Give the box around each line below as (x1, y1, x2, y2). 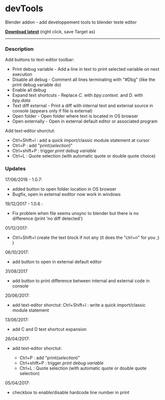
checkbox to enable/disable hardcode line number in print (12, 389, 130, 395)
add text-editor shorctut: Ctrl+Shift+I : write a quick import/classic (12, 302, 146, 308)
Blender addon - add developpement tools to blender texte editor (5, 19, 137, 25)
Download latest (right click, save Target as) (5, 28, 96, 34)
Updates (5, 165, 26, 172)
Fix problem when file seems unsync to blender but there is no (12, 210, 139, 216)
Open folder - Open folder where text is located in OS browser (12, 113, 138, 119)
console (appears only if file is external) (12, 108, 93, 114)
